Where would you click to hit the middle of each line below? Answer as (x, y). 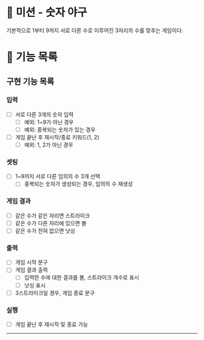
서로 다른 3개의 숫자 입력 (44, 114)
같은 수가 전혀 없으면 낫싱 (45, 230)
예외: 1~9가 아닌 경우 (49, 122)
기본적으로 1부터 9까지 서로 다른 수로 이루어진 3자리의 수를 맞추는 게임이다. (95, 30)
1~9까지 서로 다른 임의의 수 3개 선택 (58, 176)
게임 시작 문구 (31, 262)
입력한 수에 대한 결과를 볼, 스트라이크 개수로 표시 (82, 278)
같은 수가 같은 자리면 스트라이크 (52, 215)
